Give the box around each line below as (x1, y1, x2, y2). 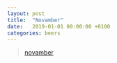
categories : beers (7, 29, 61, 37)
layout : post (7, 10, 45, 17)
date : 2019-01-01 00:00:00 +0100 (7, 23, 111, 30)
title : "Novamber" (7, 17, 64, 24)
